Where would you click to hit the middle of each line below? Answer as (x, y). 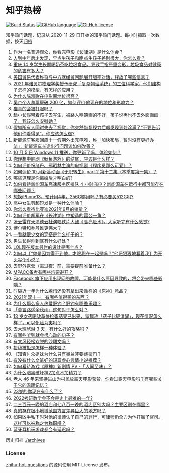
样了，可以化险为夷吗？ (37, 322)
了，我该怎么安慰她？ (35, 121)
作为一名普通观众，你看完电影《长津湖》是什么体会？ (68, 52)
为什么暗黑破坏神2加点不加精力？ (48, 372)
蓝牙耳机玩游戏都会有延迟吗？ (44, 429)
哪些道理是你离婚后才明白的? (43, 178)
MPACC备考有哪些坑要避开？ (43, 272)
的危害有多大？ (28, 70)
